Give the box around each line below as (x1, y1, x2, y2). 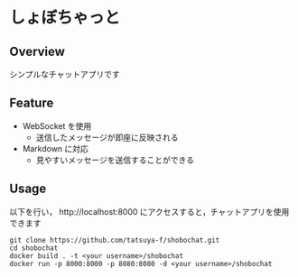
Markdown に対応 (22, 143, 88, 153)
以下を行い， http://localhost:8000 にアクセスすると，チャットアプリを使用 (9, 206, 290, 217)
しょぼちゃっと (9, 7, 121, 28)
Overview (9, 43, 66, 59)
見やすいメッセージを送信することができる (35, 154, 195, 165)
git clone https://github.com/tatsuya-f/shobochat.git (9, 235, 220, 245)
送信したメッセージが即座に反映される (35, 132, 179, 143)
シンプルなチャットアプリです (9, 69, 120, 79)
